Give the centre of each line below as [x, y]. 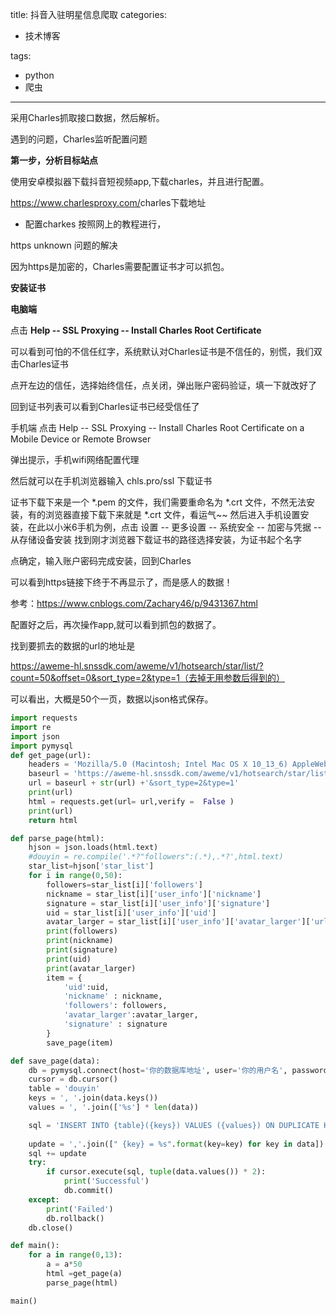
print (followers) [82, 931]
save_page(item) [80, 1043]
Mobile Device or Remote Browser [81, 439]
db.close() [51, 1228]
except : [44, 1199]
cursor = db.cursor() [73, 1079]
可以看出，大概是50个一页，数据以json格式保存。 [112, 699]
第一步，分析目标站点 [54, 160]
